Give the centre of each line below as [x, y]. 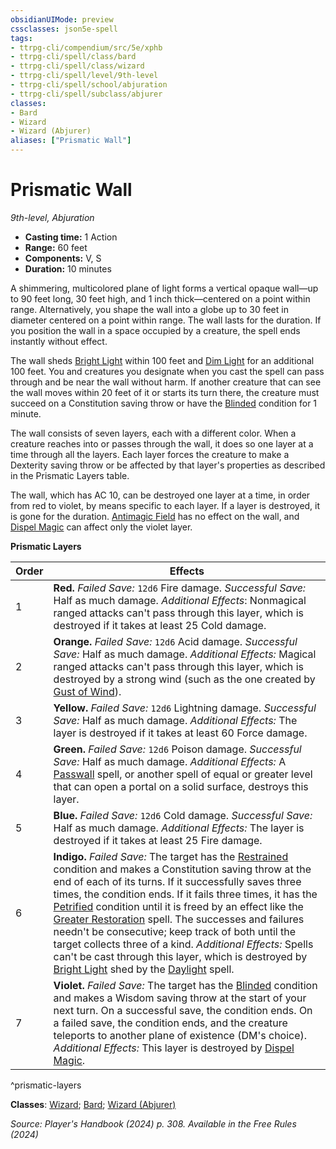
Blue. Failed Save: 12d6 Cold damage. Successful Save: [183, 815]
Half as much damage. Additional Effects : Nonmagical [180, 600]
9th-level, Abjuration [52, 217]
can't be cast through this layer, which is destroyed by [180, 956]
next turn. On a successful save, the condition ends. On [183, 1010]
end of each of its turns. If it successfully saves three [177, 881]
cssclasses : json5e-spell [64, 29]
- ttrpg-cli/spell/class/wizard [77, 66]
